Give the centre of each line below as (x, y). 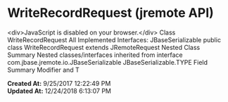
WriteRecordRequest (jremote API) (111, 13)
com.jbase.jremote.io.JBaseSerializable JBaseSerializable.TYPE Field (108, 62)
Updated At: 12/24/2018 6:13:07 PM (59, 91)
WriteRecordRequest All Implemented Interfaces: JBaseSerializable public (114, 39)
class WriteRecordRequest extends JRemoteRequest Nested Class (104, 47)
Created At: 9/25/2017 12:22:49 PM (59, 83)
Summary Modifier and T (43, 70)
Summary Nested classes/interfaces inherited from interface (95, 55)
